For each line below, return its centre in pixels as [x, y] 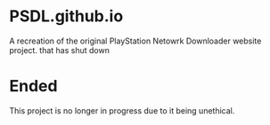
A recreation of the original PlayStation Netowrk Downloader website [135, 41]
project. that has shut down [59, 50]
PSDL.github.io [66, 16]
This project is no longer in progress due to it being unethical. [122, 110]
